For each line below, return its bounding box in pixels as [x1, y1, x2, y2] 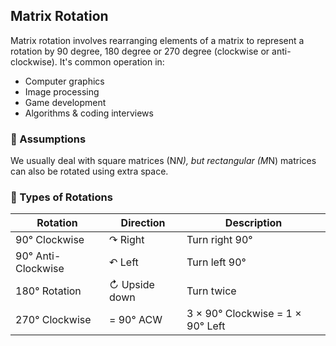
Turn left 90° [186, 255, 247, 269]
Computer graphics [24, 75, 105, 87]
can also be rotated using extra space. [10, 165, 169, 178]
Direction [120, 216, 166, 230]
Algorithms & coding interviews [24, 107, 154, 119]
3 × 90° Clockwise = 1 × [186, 307, 302, 321]
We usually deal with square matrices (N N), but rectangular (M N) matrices [10, 155, 317, 167]
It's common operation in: [59, 55, 165, 68]
